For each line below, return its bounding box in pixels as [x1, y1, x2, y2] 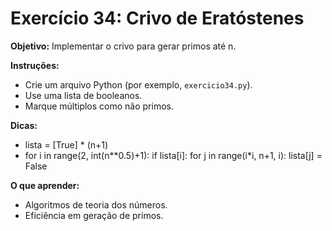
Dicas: [10, 119, 38, 131]
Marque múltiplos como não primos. [24, 100, 174, 112]
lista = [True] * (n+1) [24, 138, 109, 151]
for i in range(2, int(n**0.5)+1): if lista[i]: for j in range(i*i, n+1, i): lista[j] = [24, 149, 323, 161]
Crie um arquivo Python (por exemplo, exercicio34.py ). [24, 78, 253, 91]
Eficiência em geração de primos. [24, 209, 164, 221]
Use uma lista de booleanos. [24, 89, 143, 101]
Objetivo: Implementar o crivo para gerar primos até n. [10, 40, 237, 52]
